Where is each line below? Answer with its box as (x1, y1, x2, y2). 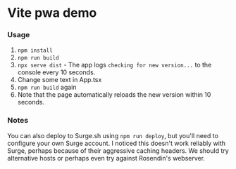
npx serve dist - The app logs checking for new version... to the (17, 61, 212, 69)
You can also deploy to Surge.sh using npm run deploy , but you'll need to (7, 131, 218, 140)
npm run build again (17, 83, 77, 92)
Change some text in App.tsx (17, 76, 102, 84)
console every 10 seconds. (17, 68, 96, 76)
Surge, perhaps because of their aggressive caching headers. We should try (7, 146, 229, 155)
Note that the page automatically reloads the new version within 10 (17, 90, 211, 99)
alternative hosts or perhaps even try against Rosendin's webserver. (7, 154, 206, 162)
